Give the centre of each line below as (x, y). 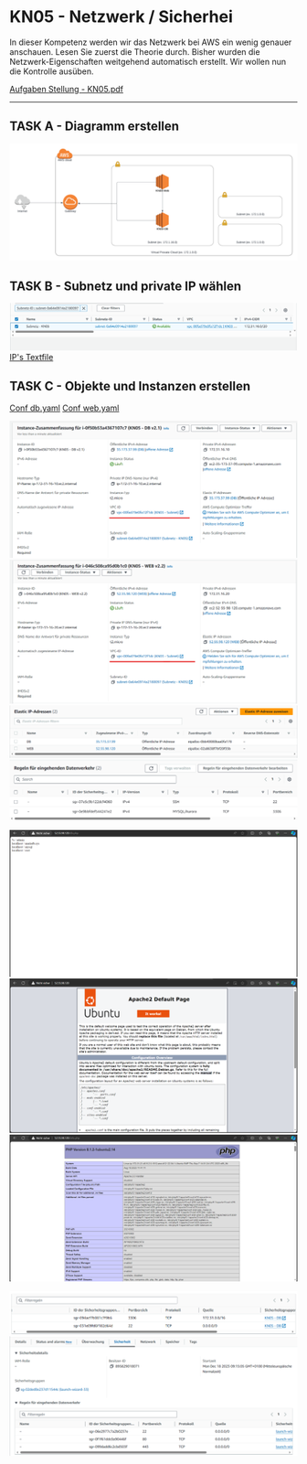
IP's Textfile (32, 358)
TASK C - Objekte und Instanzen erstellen (130, 386)
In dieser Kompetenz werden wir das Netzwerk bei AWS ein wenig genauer (151, 42)
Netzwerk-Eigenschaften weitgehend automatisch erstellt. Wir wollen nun (148, 61)
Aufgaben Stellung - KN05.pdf (66, 89)
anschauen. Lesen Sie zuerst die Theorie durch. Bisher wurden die (135, 51)
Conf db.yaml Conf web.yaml (64, 408)
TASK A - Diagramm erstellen (95, 127)
